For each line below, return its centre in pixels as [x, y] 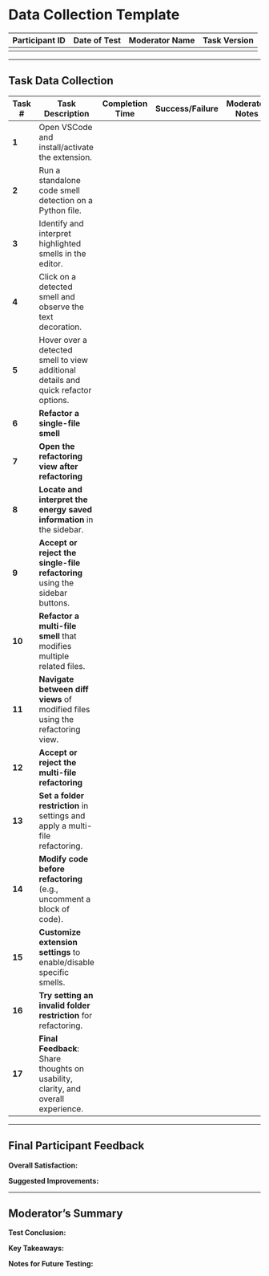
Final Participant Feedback [76, 1146]
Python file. [60, 210]
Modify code [64, 858]
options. [54, 400]
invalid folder [64, 1005]
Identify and [61, 223]
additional [57, 369]
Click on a [58, 276]
